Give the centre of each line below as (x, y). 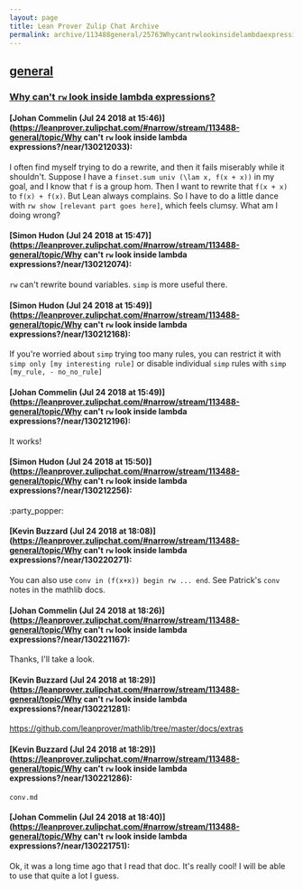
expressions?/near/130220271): (71, 560)
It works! (26, 441)
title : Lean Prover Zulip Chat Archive (84, 26)
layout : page (34, 18)
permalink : (30, 34)
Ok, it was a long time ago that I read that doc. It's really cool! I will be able (147, 866)
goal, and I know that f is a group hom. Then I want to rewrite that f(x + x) (149, 186)
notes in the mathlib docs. (57, 589)
